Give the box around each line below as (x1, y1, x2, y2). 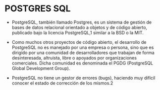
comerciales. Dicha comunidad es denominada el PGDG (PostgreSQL (11, 60, 153, 66)
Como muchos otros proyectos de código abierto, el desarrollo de (11, 39, 147, 45)
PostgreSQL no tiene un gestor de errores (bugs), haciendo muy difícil (11, 75, 156, 81)
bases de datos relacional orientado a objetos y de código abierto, (11, 24, 147, 30)
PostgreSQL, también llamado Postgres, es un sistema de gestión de (11, 19, 152, 25)
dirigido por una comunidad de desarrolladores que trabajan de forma (11, 50, 155, 56)
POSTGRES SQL (4, 3, 71, 14)
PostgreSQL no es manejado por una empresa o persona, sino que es (11, 44, 154, 50)
